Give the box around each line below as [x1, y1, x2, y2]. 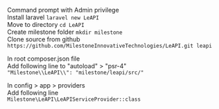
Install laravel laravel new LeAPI [7, 13, 99, 21]
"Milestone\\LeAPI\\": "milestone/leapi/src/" [7, 69, 144, 76]
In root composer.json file [7, 54, 80, 63]
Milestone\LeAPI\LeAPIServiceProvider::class [7, 96, 141, 103]
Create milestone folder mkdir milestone [7, 28, 123, 36]
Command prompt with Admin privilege [7, 6, 119, 14]
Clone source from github [7, 35, 81, 43]
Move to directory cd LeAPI [7, 21, 85, 28]
